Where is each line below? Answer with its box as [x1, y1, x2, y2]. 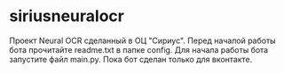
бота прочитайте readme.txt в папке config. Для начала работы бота [9, 44, 269, 55]
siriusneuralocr [9, 6, 124, 26]
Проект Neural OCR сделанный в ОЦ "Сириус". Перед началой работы [9, 35, 277, 46]
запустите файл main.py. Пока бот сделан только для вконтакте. [9, 54, 253, 64]
